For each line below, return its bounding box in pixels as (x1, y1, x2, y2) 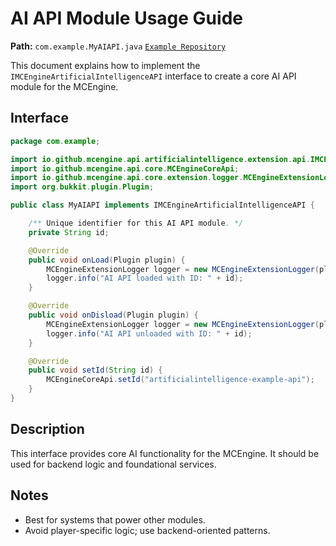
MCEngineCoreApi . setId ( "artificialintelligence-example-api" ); (46, 375, 315, 385)
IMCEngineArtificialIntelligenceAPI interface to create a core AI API (10, 70, 297, 82)
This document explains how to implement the (10, 59, 201, 71)
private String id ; (28, 227, 110, 237)
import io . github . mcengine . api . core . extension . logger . (10, 173, 244, 183)
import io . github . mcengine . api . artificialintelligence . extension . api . (10, 154, 311, 164)
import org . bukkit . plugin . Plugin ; (10, 182, 155, 192)
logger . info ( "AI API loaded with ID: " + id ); (46, 273, 244, 284)
